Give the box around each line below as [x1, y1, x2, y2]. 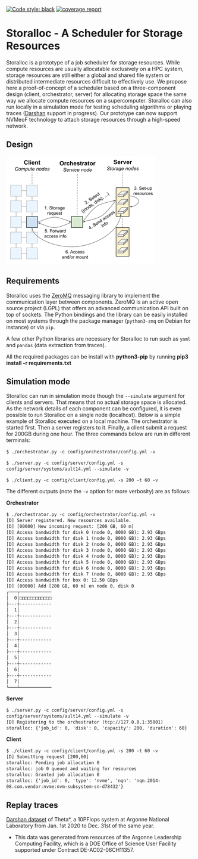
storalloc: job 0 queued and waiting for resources [6, 766, 137, 772]
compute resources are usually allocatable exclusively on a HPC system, [6, 65, 184, 72]
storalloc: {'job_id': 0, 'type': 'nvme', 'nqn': [6, 778, 132, 784]
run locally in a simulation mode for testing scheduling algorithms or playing [6, 103, 192, 110]
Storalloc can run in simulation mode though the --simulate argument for [6, 393, 186, 400]
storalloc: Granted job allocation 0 [6, 772, 100, 778]
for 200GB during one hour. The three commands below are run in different [6, 430, 190, 438]
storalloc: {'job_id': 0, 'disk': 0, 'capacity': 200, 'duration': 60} [6, 725, 187, 731]
